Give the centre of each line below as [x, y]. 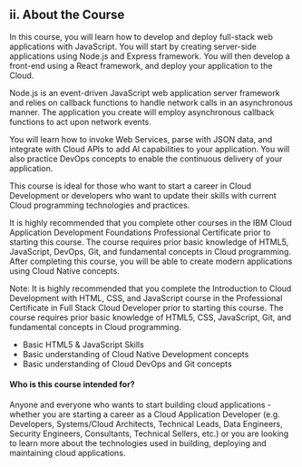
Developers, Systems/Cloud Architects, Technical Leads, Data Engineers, [146, 424]
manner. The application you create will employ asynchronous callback [142, 112]
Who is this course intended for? [72, 384]
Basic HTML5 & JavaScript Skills [83, 345]
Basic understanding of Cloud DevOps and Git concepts [127, 364]
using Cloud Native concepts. [64, 270]
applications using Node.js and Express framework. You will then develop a [150, 56]
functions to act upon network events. [81, 122]
